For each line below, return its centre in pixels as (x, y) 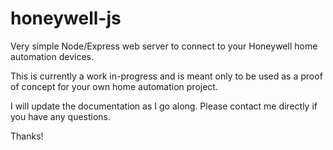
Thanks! (27, 136)
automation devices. (52, 56)
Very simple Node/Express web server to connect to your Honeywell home (164, 46)
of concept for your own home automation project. (114, 86)
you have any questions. (61, 116)
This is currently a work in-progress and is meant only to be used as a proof (166, 76)
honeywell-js (66, 18)
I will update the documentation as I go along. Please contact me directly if (164, 106)
